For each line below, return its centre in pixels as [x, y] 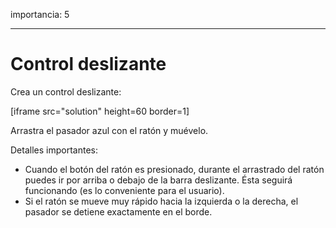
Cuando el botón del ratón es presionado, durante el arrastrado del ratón [174, 169]
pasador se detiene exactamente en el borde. [118, 211]
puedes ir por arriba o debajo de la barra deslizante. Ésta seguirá [158, 180]
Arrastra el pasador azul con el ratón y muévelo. [109, 130]
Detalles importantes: [54, 150]
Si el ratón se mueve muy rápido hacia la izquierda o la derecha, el [161, 201]
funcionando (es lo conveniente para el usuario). [124, 190]
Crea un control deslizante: [66, 91]
